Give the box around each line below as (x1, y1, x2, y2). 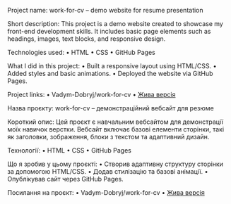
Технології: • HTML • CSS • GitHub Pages (7, 146, 132, 154)
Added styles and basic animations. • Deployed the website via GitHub (7, 70, 213, 77)
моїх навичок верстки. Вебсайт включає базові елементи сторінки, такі (7, 125, 225, 133)
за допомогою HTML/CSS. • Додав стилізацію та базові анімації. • (7, 167, 208, 175)
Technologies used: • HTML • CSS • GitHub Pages (7, 49, 155, 56)
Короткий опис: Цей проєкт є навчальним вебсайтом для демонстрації (7, 117, 224, 126)
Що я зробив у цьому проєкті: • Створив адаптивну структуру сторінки (7, 160, 224, 168)
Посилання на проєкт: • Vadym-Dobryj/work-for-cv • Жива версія (7, 189, 205, 196)
